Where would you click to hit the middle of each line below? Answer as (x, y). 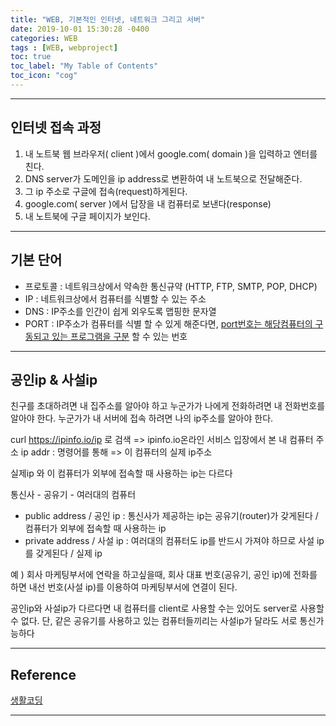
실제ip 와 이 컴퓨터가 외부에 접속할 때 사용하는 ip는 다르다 (121, 473)
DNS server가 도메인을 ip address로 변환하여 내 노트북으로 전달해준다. (163, 178)
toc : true (31, 57)
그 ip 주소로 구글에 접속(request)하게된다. (106, 191)
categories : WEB (44, 38)
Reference (43, 674)
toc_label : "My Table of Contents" (84, 66)
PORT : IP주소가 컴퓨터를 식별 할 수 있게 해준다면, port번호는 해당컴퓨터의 (168, 323)
